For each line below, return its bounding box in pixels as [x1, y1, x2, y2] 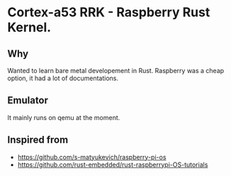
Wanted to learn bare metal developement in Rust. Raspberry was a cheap [7, 67, 225, 75]
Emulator [7, 94, 48, 106]
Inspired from [7, 134, 69, 146]
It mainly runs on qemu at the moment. [7, 113, 120, 121]
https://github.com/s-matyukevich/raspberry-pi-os [17, 153, 167, 161]
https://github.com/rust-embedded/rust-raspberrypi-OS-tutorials [17, 160, 208, 169]
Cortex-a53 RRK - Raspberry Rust [7, 4, 210, 21]
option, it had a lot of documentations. [7, 74, 119, 82]
